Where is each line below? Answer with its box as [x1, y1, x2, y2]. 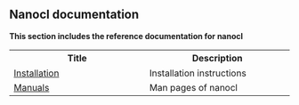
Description [191, 52, 243, 64]
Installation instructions [149, 67, 246, 79]
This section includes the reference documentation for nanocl [9, 30, 243, 41]
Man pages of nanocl [149, 81, 238, 93]
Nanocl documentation [9, 7, 140, 22]
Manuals [13, 81, 50, 93]
